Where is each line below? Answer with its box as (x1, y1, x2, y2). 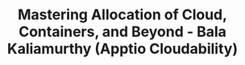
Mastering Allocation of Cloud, (18, 6, 227, 24)
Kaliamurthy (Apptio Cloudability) (6, 40, 239, 58)
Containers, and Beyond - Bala (18, 22, 227, 41)
